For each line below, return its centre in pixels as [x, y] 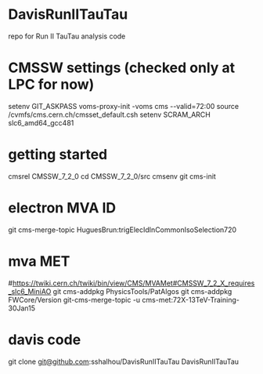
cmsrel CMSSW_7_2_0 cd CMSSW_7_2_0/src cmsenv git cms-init [112, 176]
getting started [58, 155]
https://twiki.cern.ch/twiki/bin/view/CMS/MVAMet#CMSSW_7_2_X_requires [133, 283]
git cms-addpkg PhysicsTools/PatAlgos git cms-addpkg [142, 291]
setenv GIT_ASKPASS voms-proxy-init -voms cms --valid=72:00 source [124, 106]
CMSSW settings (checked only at [122, 68]
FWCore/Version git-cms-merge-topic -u [74, 300]
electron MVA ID [62, 208]
